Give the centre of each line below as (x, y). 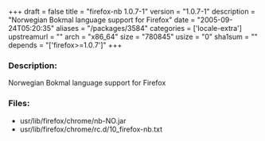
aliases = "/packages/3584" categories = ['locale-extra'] (149, 28)
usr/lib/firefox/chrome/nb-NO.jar (73, 120)
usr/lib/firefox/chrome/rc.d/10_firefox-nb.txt (91, 129)
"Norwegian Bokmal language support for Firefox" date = (102, 20)
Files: (19, 104)
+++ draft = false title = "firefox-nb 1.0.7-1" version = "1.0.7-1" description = (132, 11)
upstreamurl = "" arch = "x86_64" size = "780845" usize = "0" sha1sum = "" (133, 36)
